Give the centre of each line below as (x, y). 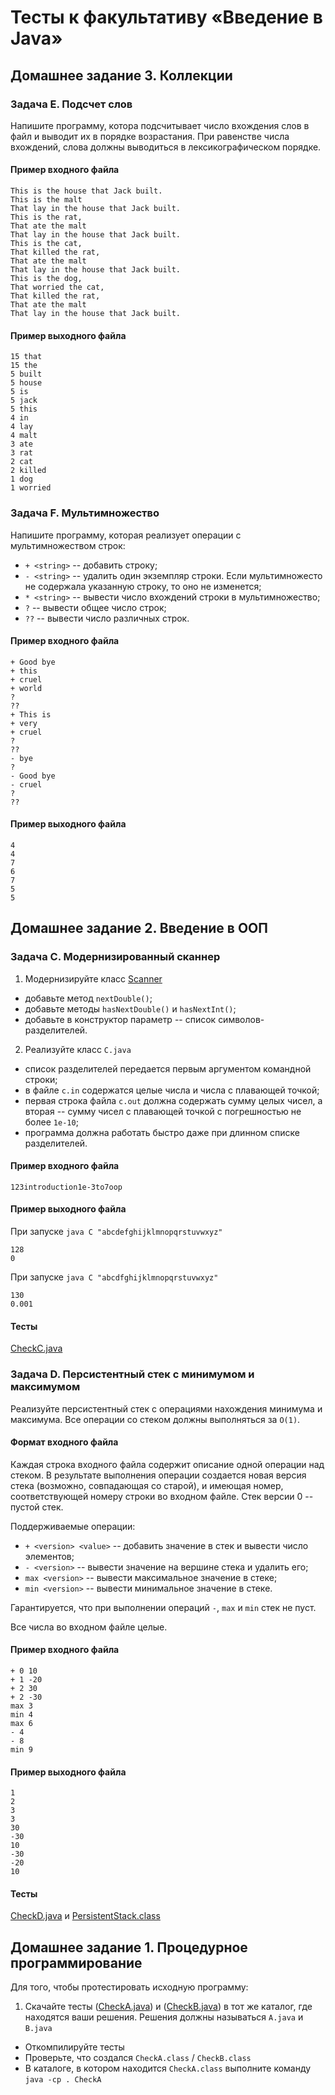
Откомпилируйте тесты (74, 2047)
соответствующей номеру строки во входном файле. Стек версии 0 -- (162, 1496)
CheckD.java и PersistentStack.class (85, 1916)
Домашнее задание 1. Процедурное (129, 1947)
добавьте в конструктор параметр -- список (120, 1019)
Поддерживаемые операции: (73, 1526)
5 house (26, 383)
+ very (24, 723)
